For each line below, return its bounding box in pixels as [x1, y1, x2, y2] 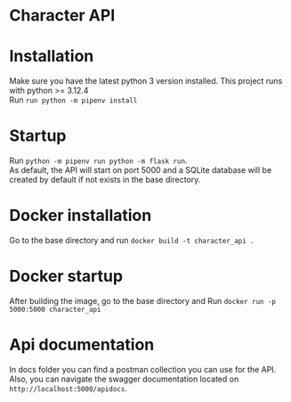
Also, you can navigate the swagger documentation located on [9, 373, 239, 384]
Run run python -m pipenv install [9, 94, 138, 105]
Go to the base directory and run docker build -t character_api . [9, 235, 255, 245]
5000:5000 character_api [9, 305, 101, 314]
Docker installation [9, 206, 152, 226]
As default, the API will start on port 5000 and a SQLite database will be [9, 165, 272, 176]
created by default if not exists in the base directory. [9, 175, 201, 185]
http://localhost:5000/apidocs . [9, 382, 127, 393]
